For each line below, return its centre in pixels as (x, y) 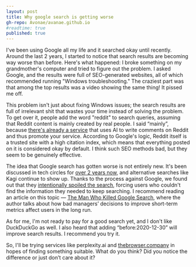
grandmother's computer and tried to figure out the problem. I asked (88, 69)
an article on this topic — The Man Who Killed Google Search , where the (93, 198)
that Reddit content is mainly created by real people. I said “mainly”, (87, 124)
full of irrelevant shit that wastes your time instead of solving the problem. (95, 111)
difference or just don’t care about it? (51, 258)
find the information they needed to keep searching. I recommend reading (95, 191)
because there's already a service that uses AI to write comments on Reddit (97, 130)
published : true (26, 33)
